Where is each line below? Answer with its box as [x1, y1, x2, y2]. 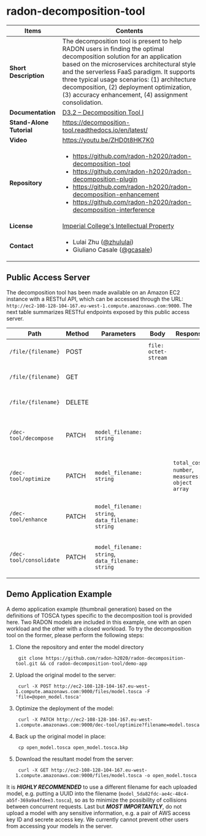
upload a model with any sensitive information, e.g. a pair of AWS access [6, 809, 191, 816]
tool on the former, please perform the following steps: [6, 631, 144, 639]
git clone [18, 655, 44, 661]
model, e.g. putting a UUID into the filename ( [6, 789, 121, 797]
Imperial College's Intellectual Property [62, 221, 175, 230]
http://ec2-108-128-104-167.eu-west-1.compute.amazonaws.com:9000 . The [6, 302, 193, 309]
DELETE [65, 397, 89, 406]
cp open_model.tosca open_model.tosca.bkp [18, 744, 129, 751]
